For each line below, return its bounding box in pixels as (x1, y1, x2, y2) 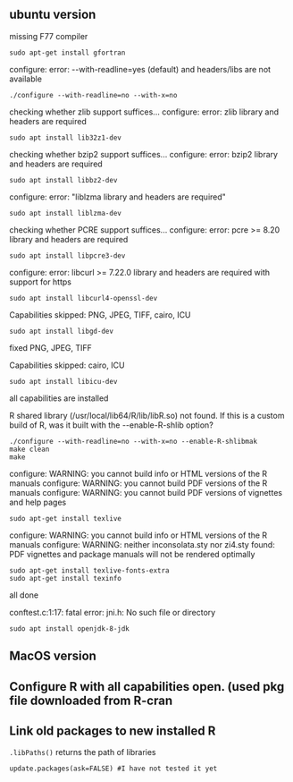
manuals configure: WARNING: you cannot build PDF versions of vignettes (9, 487, 283, 497)
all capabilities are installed (9, 393, 109, 404)
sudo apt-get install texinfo (9, 574, 122, 582)
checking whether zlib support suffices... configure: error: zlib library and (9, 106, 280, 117)
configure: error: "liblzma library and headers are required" (9, 191, 226, 202)
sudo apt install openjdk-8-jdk (9, 624, 130, 633)
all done (9, 590, 38, 600)
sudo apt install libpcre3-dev (9, 251, 126, 260)
